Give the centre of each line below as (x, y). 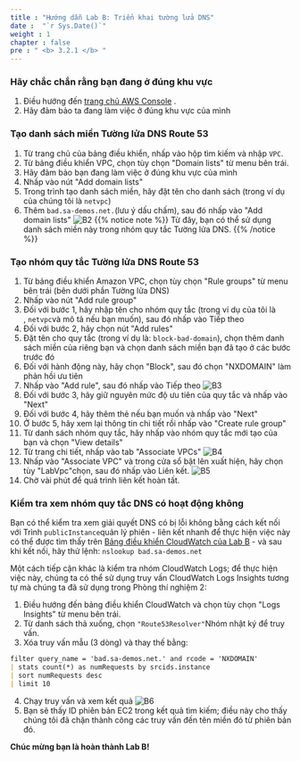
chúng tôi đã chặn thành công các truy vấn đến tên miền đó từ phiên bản (157, 720)
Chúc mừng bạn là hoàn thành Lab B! (80, 747)
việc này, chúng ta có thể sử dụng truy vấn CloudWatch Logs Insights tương (150, 578)
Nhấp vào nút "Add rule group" (80, 301)
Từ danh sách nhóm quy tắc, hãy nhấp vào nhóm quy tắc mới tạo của (150, 433)
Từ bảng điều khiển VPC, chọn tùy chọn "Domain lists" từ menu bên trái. (156, 162)
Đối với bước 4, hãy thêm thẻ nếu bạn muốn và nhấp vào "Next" (140, 414)
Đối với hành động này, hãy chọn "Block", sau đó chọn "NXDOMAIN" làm (157, 367)
